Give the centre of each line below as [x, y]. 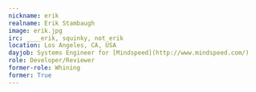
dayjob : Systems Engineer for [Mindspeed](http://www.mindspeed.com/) [129, 53]
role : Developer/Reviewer [51, 61]
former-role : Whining [45, 68]
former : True [30, 75]
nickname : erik [34, 16]
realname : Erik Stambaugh [51, 23]
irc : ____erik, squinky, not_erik [66, 38]
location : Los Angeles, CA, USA [62, 46]
